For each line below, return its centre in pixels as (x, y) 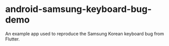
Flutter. (13, 39)
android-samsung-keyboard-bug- (78, 9)
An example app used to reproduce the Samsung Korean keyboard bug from (84, 33)
